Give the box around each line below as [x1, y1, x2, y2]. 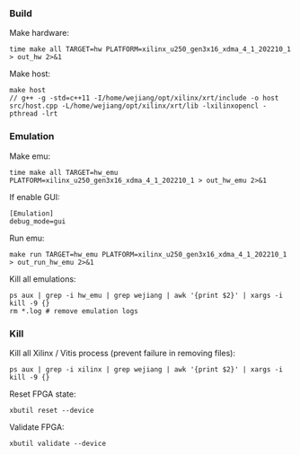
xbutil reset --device [9, 406, 94, 415]
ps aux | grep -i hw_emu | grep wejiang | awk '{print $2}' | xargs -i [9, 291, 283, 300]
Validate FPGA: [9, 421, 65, 433]
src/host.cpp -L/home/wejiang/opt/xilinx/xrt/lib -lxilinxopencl [9, 101, 259, 110]
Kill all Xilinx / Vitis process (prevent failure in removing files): [9, 347, 236, 358]
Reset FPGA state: [9, 389, 76, 399]
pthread [9, 109, 39, 118]
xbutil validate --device [9, 439, 106, 448]
